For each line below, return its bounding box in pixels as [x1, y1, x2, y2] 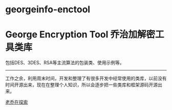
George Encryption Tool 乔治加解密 [5, 29, 155, 41]
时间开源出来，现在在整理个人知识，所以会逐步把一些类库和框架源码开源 [5, 82, 158, 88]
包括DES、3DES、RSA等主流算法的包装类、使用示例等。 [5, 60, 124, 66]
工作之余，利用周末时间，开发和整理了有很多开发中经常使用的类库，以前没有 [5, 76, 167, 82]
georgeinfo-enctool [5, 4, 91, 15]
